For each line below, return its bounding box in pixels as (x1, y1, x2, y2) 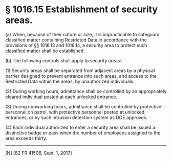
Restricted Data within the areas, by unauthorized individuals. (5, 78, 135, 84)
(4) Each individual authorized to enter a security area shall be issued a (5, 124, 156, 130)
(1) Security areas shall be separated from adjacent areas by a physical (5, 67, 155, 74)
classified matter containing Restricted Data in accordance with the (5, 37, 147, 43)
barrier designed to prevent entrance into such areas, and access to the (5, 73, 157, 79)
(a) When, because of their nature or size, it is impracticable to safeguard (5, 31, 160, 37)
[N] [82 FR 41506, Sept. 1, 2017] (5, 150, 72, 156)
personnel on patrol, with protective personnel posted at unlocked (5, 109, 145, 115)
